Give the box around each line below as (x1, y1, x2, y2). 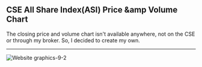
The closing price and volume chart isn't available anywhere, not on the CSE (6, 30, 195, 37)
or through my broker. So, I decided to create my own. (6, 36, 140, 44)
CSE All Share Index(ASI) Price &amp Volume (6, 5, 178, 15)
